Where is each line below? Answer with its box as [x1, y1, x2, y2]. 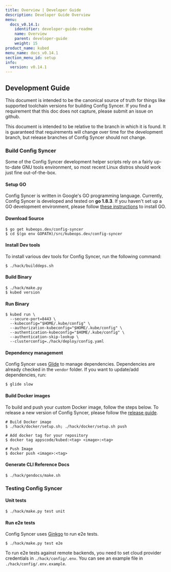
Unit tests [5, 497, 27, 503]
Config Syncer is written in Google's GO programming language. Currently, [5, 193, 163, 199]
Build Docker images [5, 393, 50, 399]
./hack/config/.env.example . [5, 561, 67, 567]
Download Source [5, 216, 45, 222]
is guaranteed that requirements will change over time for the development [5, 129, 163, 135]
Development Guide [5, 83, 70, 92]
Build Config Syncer [5, 147, 56, 154]
